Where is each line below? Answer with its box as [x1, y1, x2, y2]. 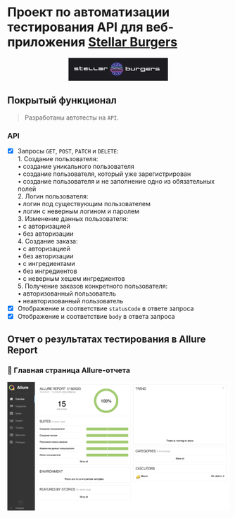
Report [7, 344, 38, 356]
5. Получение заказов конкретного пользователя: [17, 282, 168, 291]
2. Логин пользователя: [17, 192, 89, 201]
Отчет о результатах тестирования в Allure [7, 333, 206, 345]
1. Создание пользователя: [17, 155, 99, 163]
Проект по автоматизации [7, 4, 170, 20]
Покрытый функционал [7, 94, 118, 106]
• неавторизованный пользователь [17, 297, 124, 305]
